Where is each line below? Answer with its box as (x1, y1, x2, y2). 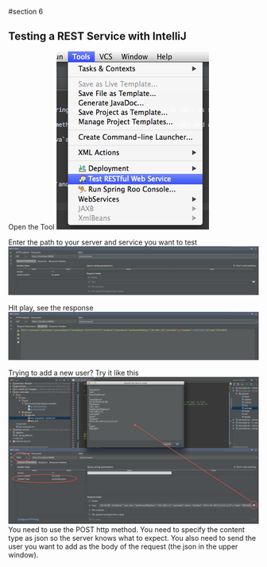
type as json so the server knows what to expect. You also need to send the (8, 533, 257, 542)
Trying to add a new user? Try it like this (8, 368, 139, 378)
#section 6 (8, 7, 44, 16)
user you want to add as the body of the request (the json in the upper (8, 542, 238, 551)
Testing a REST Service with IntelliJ (8, 29, 187, 43)
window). (8, 550, 39, 559)
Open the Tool (8, 222, 55, 231)
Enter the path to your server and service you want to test (8, 237, 197, 247)
